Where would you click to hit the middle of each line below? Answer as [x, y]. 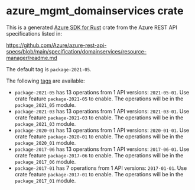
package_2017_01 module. [45, 180]
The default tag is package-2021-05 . [49, 69]
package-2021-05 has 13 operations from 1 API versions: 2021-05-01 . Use [102, 92]
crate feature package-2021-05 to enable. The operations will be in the [99, 99]
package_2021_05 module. [45, 104]
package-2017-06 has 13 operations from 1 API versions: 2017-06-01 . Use [102, 149]
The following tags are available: [45, 81]
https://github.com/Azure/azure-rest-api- [56, 45]
